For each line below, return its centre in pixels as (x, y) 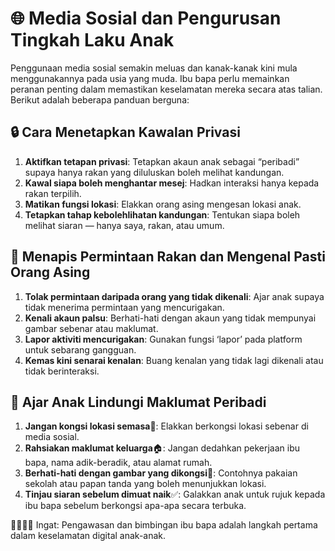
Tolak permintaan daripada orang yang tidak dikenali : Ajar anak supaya (174, 296)
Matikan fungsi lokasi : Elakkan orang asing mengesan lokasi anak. (163, 204)
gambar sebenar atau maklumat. (91, 328)
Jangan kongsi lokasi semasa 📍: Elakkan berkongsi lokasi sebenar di (166, 426)
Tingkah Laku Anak (92, 40)
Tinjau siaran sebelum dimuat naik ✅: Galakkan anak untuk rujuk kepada (175, 494)
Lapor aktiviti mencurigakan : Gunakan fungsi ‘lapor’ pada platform (163, 339)
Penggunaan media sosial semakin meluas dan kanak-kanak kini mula (154, 68)
